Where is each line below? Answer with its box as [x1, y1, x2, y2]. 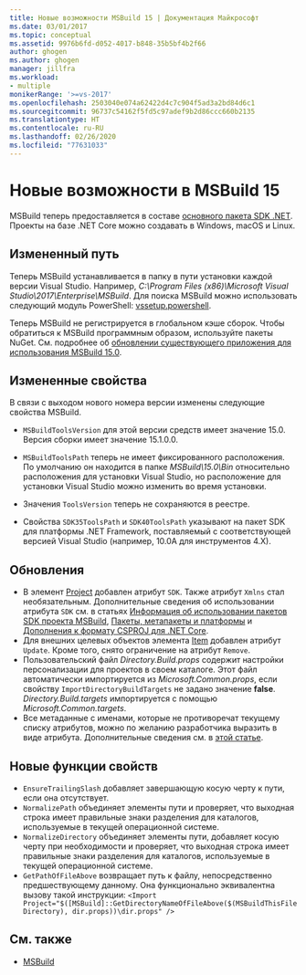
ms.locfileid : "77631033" [9, 141, 108, 150]
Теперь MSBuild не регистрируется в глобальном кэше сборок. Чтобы [9, 317, 285, 329]
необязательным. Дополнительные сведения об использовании [22, 596, 275, 607]
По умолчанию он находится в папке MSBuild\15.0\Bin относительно [22, 462, 290, 473]
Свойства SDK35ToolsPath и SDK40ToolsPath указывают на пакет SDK [22, 517, 286, 528]
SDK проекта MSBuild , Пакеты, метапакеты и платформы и [22, 615, 253, 626]
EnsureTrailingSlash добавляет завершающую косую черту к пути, [22, 782, 285, 793]
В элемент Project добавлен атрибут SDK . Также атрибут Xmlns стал [22, 586, 285, 598]
